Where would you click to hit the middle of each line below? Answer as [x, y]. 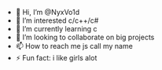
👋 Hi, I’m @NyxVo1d [48, 12]
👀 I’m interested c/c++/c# [57, 20]
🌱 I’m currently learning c [56, 29]
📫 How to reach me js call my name [74, 46]
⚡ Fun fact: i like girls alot [56, 58]
